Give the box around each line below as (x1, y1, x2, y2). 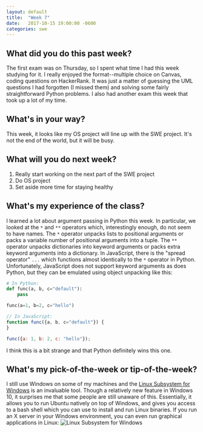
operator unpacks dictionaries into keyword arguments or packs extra (6, 243, 181, 250)
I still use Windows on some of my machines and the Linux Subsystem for (6, 380, 190, 388)
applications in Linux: (6, 419, 59, 427)
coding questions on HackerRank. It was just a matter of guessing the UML (6, 77, 193, 85)
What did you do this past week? (6, 48, 132, 58)
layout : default (6, 8, 47, 15)
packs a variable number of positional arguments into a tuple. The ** (6, 236, 178, 243)
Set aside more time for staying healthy (15, 183, 113, 191)
